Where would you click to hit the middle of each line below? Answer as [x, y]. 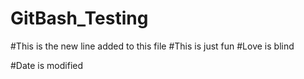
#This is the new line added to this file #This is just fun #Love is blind [152, 46]
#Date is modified [47, 65]
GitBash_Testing [79, 18]
